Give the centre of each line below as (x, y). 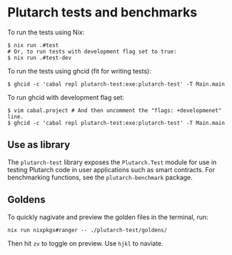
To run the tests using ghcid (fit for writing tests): (79, 71)
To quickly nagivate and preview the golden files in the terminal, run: (108, 217)
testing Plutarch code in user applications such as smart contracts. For (111, 169)
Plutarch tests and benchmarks (102, 12)
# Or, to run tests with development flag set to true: (92, 51)
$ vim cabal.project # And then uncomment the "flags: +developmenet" (115, 110)
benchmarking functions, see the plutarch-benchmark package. (100, 177)
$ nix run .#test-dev (40, 58)
